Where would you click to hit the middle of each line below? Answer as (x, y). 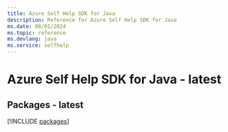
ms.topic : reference (37, 33)
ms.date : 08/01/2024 (37, 26)
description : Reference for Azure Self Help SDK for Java (92, 20)
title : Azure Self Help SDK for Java (61, 13)
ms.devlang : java (32, 39)
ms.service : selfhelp (38, 45)
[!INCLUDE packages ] (38, 121)
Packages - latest (45, 105)
